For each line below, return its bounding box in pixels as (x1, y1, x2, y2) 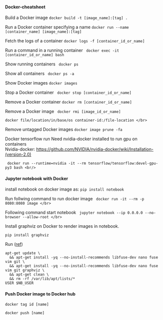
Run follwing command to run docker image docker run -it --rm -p (5, 196, 144, 202)
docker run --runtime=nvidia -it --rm (7, 161, 86, 166)
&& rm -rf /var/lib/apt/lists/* (9, 277, 76, 281)
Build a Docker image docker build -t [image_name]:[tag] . (5, 15, 128, 21)
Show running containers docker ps (5, 61, 79, 67)
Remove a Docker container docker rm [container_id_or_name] (5, 99, 132, 105)
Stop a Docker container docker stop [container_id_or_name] (5, 89, 132, 95)
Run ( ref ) (5, 241, 23, 247)
